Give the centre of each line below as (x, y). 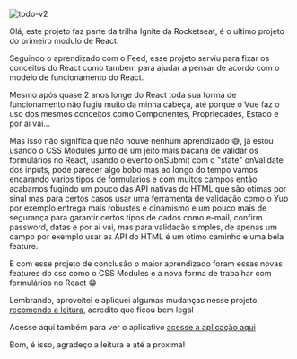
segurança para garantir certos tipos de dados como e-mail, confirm (136, 217)
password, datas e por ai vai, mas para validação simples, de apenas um (144, 227)
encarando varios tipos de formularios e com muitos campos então (133, 179)
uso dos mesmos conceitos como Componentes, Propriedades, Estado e (144, 114)
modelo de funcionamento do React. (77, 77)
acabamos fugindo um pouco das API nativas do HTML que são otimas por (148, 188)
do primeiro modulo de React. (64, 41)
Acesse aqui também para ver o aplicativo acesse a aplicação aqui (132, 327)
